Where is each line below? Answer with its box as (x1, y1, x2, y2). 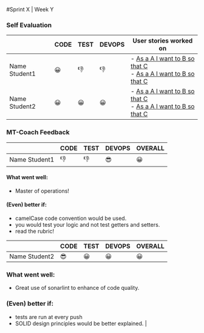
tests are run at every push (15, 313, 83, 320)
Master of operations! (15, 187, 70, 194)
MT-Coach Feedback (6, 128, 70, 137)
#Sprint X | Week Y (6, 6, 54, 13)
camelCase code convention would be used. (15, 215, 127, 222)
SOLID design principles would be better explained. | (15, 320, 147, 327)
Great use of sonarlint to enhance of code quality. (15, 284, 140, 292)
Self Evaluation (6, 21, 52, 29)
